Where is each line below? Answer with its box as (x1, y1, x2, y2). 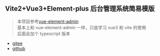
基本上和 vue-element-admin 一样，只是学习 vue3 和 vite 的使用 (17, 24, 146, 30)
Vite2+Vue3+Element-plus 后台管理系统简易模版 (5, 4, 155, 13)
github (12, 45, 25, 51)
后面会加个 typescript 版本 (17, 31, 70, 37)
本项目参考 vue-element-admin (17, 19, 79, 24)
